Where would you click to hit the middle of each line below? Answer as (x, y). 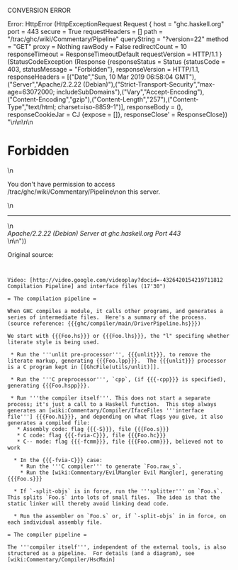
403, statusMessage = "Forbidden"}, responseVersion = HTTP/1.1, (104, 69)
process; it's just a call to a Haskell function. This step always (112, 404)
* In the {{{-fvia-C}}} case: (58, 460)
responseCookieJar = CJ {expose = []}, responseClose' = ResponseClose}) (118, 114)
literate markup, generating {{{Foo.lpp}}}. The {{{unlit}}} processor (117, 361)
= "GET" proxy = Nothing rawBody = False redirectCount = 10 (97, 46)
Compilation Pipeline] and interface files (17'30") (87, 286)
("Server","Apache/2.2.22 (44, 84)
